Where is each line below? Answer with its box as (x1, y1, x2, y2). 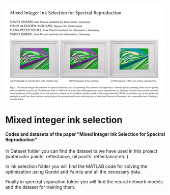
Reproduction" (5, 137, 37, 143)
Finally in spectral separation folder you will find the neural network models (5, 179, 163, 185)
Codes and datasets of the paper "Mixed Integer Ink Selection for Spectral (5, 131, 165, 137)
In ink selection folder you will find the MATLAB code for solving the (5, 163, 148, 169)
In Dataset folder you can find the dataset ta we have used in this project (5, 148, 158, 154)
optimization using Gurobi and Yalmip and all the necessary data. (5, 169, 141, 175)
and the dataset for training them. (5, 184, 75, 190)
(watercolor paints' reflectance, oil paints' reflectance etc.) (5, 154, 129, 160)
